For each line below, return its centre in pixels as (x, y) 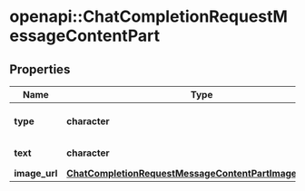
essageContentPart (85, 36)
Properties (40, 69)
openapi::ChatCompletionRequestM (149, 17)
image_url (36, 173)
